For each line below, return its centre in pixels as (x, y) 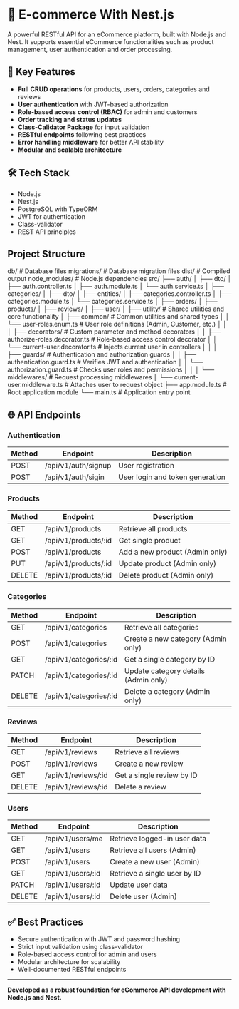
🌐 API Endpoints (44, 415)
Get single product (149, 541)
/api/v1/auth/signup (78, 466)
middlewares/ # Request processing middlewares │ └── (90, 377)
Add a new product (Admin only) (173, 552)
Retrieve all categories (161, 627)
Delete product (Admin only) (166, 575)
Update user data (139, 885)
